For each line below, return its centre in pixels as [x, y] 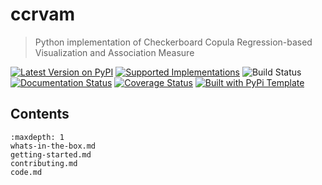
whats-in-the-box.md [53, 146]
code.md [26, 172]
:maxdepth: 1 [37, 137]
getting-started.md [51, 154]
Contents [40, 114]
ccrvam [43, 14]
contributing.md [44, 163]
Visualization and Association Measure [114, 52]
